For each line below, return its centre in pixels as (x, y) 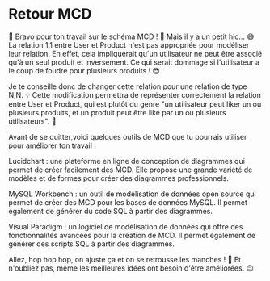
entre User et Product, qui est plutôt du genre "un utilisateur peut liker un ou (135, 104)
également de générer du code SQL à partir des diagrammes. (110, 211)
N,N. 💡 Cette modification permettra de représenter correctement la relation (135, 94)
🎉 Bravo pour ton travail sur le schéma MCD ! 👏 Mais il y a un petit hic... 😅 (131, 36)
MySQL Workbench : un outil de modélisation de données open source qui (132, 194)
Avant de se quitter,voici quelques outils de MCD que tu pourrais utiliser (128, 136)
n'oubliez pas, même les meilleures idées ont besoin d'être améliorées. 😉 (131, 268)
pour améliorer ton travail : (53, 145)
